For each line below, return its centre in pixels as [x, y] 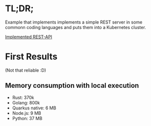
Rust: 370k [23, 97]
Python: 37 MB [27, 118]
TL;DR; [19, 9]
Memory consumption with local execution [72, 86]
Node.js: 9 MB [27, 113]
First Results [31, 57]
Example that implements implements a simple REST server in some [74, 22]
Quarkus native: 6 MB [34, 108]
